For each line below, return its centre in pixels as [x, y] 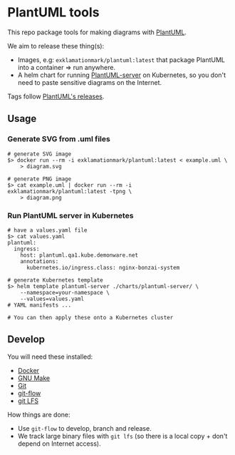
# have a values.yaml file [47, 230]
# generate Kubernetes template [55, 280]
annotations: [40, 261]
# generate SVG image [40, 154]
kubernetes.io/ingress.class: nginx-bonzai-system [103, 267]
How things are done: [39, 414]
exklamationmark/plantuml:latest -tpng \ [70, 191]
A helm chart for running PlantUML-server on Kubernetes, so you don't [122, 75]
